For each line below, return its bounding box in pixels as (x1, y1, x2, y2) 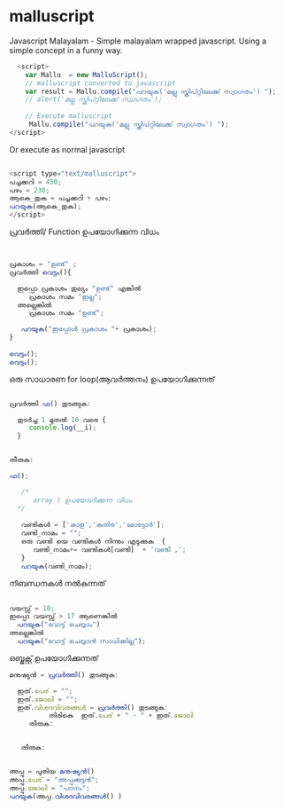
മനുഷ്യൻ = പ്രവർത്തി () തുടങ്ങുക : (9, 670, 119, 680)
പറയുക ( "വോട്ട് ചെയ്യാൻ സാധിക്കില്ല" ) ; (17, 637, 146, 646)
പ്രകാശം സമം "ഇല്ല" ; (28, 292, 103, 301)
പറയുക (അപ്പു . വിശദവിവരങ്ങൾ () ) (9, 791, 122, 800)
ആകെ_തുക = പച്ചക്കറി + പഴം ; (9, 193, 112, 203)
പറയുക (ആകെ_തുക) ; (9, 202, 82, 211)
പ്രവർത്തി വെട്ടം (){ (9, 268, 72, 277)
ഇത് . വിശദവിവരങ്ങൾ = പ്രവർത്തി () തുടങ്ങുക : (17, 703, 168, 712)
